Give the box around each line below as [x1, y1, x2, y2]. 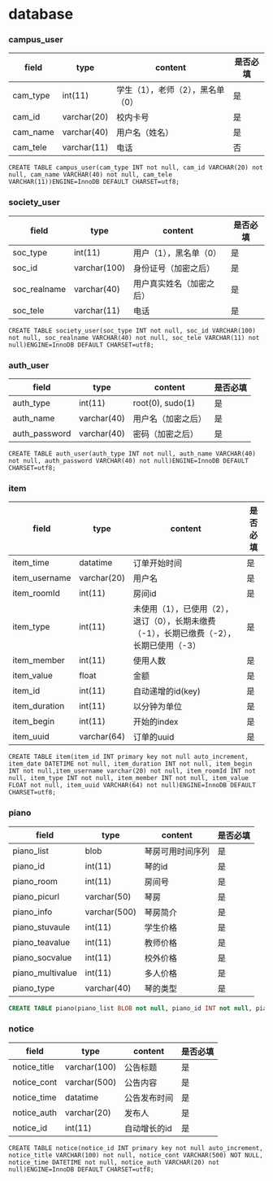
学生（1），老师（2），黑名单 [116, 85, 225, 96]
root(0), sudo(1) [132, 398, 196, 409]
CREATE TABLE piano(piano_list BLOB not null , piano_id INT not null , [8, 1004, 253, 1013]
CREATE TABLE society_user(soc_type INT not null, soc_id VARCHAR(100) [8, 326, 256, 334]
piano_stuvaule [12, 921, 71, 932]
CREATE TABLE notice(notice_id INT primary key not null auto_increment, [8, 1144, 264, 1152]
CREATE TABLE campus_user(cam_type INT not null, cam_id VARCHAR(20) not [8, 163, 264, 172]
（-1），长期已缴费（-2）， [132, 628, 236, 639]
